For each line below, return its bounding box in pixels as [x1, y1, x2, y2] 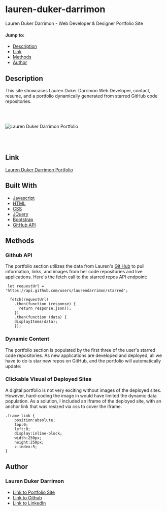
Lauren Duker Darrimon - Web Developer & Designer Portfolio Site [5, 20, 143, 26]
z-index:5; [14, 444, 38, 449]
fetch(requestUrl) [10, 297, 49, 302]
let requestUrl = [7, 284, 44, 289]
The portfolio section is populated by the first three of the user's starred [5, 347, 156, 353]
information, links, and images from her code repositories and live [5, 269, 143, 275]
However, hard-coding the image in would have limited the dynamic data [5, 392, 157, 398]
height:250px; [14, 440, 44, 445]
